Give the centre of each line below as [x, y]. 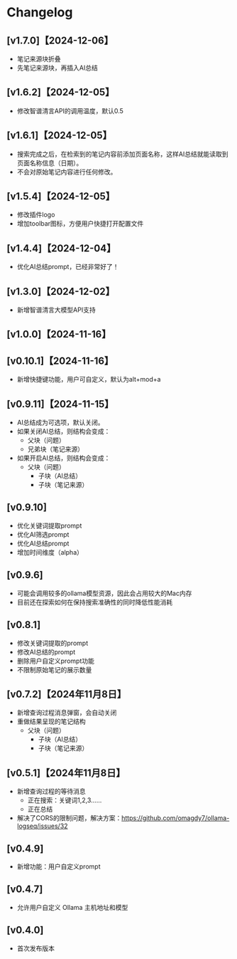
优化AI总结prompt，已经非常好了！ [68, 267]
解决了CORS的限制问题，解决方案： [69, 818]
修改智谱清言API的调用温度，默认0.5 [70, 110]
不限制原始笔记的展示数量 [54, 669]
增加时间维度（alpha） [50, 552]
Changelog [40, 12]
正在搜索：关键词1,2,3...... [65, 800]
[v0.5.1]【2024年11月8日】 [66, 773]
